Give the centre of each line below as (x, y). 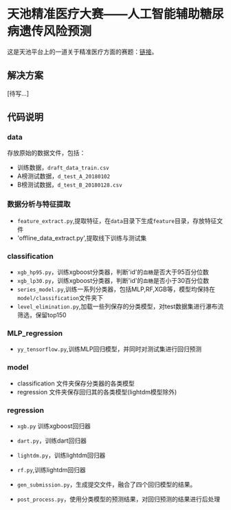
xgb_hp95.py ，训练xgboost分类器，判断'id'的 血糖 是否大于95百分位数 (113, 272)
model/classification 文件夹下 (60, 298)
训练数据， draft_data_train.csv (63, 168)
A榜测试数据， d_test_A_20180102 (64, 176)
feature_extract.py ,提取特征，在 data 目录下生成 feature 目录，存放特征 (117, 220)
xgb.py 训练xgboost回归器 (54, 426)
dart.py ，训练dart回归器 (52, 440)
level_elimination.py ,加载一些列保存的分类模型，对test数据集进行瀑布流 (120, 306)
